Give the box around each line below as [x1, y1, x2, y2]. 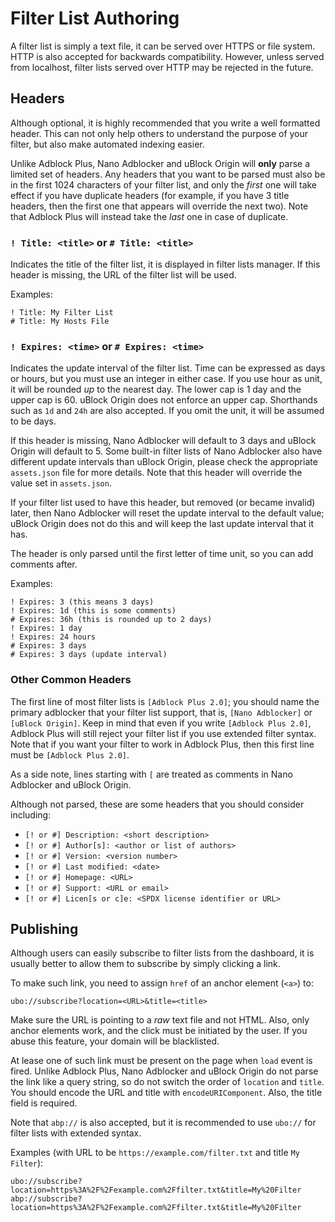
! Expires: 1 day [10, 623, 83, 634]
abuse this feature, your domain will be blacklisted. [10, 1035, 220, 1047]
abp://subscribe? [10, 1194, 83, 1204]
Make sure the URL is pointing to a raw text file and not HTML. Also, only [10, 1014, 310, 1026]
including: [10, 808, 52, 821]
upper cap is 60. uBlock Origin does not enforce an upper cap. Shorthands [10, 394, 318, 406]
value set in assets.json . [10, 477, 112, 489]
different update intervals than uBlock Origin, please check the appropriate [10, 456, 318, 468]
